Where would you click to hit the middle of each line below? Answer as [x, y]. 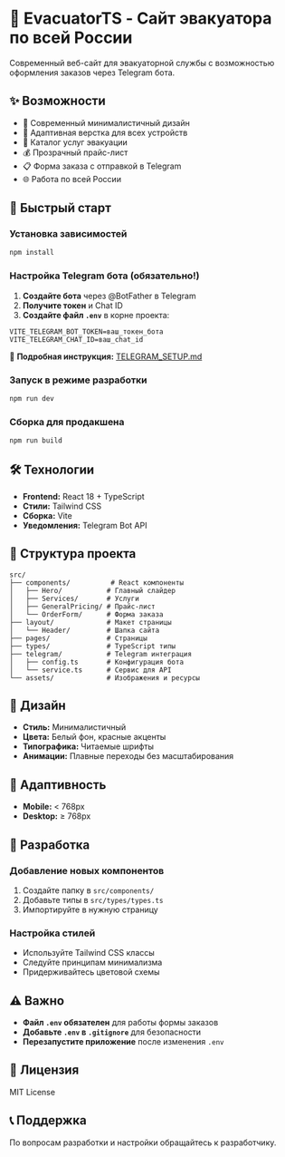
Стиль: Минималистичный [74, 727]
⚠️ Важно [37, 1001]
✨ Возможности [57, 101]
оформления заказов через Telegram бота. [92, 73]
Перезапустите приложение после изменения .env [123, 1041]
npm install [32, 253]
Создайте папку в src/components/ [88, 890]
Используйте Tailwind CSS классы [89, 953]
